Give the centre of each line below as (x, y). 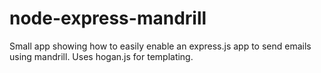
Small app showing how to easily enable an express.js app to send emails (160, 46)
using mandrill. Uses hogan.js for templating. (101, 56)
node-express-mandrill (108, 18)
